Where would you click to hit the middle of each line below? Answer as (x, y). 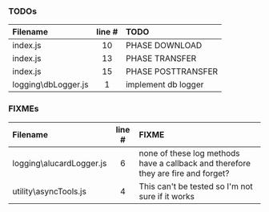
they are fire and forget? (184, 173)
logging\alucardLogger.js (60, 163)
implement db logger (165, 84)
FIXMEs (24, 108)
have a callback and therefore (195, 163)
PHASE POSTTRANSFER (172, 71)
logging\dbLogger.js (50, 84)
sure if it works (167, 196)
